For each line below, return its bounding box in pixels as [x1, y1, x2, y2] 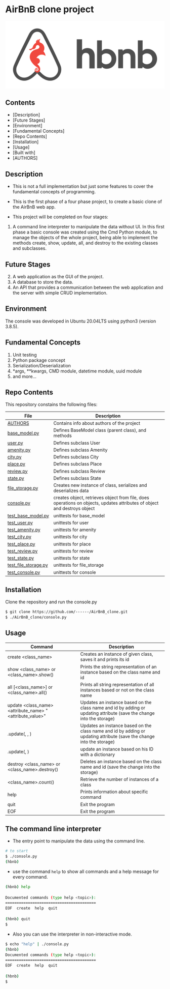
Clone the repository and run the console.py [5, 599, 97, 605]
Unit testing [12, 352, 37, 358]
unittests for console [53, 569, 96, 575]
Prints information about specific [80, 789, 148, 795]
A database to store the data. [12, 279, 73, 285]
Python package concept [12, 357, 66, 363]
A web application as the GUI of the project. [12, 274, 104, 279]
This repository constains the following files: [5, 401, 98, 408]
